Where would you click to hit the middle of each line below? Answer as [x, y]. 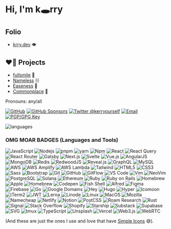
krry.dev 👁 [25, 44]
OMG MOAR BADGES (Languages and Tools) [62, 140]
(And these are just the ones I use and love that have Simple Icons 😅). [80, 221]
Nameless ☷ [26, 80]
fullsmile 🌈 [24, 75]
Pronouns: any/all [24, 101]
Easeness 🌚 [25, 86]
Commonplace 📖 [30, 91]
